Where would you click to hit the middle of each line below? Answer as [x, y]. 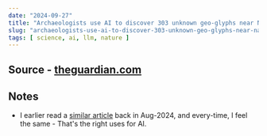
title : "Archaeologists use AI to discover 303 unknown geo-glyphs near [131, 23]
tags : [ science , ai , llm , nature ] [69, 38]
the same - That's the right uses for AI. [83, 124]
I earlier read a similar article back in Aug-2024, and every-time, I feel [133, 115]
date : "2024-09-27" [41, 15]
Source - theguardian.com [75, 69]
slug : [17, 30]
